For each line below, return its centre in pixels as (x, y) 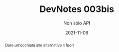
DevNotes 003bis (77, 9)
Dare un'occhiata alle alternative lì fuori (39, 45)
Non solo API (77, 23)
